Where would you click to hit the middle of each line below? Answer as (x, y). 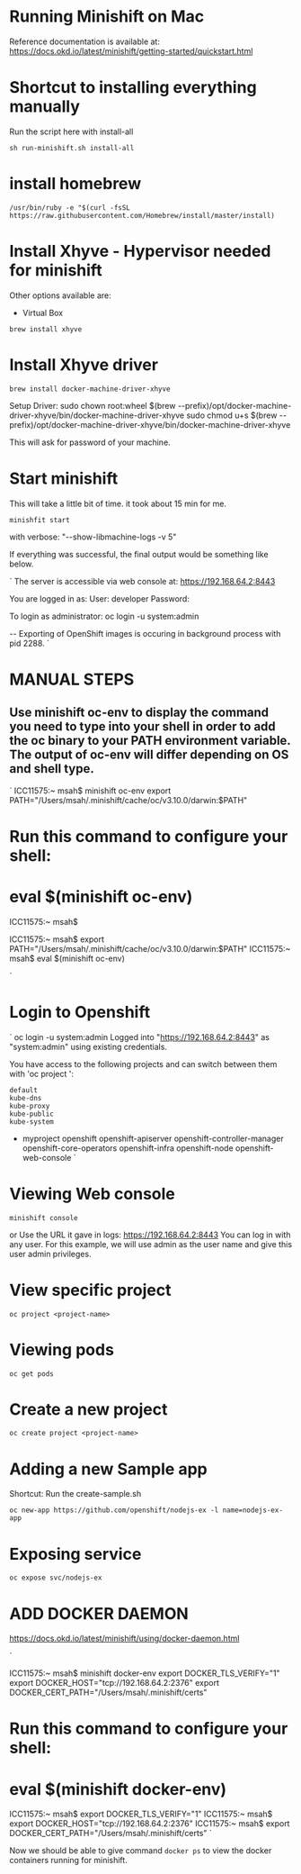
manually (45, 107)
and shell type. (52, 769)
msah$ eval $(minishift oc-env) (67, 958)
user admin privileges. (50, 1254)
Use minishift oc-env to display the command (139, 713)
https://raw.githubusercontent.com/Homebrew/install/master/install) (142, 215)
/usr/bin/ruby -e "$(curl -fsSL (70, 208)
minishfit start (40, 520)
